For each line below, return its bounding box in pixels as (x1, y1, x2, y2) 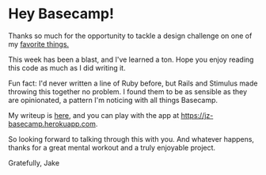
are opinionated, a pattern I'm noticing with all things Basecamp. (8, 95, 218, 105)
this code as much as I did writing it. (8, 63, 126, 72)
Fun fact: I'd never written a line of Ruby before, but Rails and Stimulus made (8, 78, 258, 88)
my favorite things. (8, 39, 70, 48)
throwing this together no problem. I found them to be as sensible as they (8, 86, 248, 96)
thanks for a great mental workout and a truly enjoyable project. (8, 143, 216, 152)
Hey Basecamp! (8, 5, 115, 23)
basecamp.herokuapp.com (8, 119, 97, 128)
